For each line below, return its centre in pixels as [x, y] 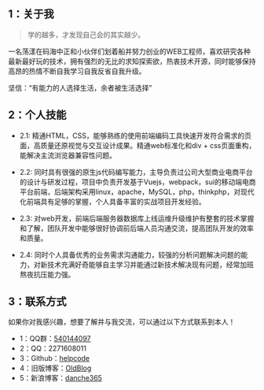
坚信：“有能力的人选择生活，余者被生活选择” [80, 87]
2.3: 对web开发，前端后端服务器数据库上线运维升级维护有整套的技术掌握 [137, 218]
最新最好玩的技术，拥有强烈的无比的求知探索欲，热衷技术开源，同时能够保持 [132, 61]
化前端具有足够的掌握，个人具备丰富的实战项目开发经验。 [112, 201]
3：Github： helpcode [55, 358]
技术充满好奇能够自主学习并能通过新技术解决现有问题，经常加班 [150, 264]
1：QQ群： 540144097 [55, 339]
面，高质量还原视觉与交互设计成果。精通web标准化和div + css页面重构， [137, 145]
